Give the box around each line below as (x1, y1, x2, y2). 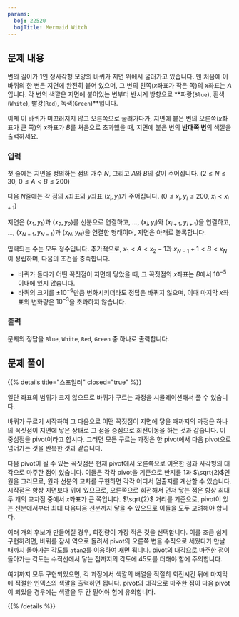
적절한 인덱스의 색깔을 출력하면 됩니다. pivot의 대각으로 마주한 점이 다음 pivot (14, 578, 230, 587)
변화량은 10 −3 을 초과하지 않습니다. (31, 296, 127, 306)
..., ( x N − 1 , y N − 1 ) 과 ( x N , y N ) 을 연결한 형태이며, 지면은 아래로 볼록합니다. (7, 228, 207, 238)
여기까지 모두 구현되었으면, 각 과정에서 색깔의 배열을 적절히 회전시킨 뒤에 (7, 569, 209, 578)
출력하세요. (7, 132, 39, 141)
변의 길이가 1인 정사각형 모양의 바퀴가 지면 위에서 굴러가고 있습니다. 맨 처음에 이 (7, 72, 228, 81)
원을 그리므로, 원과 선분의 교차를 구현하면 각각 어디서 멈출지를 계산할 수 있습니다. (7, 476, 232, 486)
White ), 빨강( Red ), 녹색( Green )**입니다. (9, 99, 118, 108)
